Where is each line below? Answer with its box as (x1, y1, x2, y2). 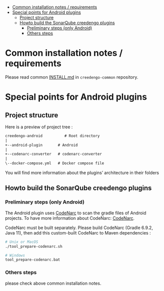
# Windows (5, 253, 26, 258)
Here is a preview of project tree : (5, 124, 73, 130)
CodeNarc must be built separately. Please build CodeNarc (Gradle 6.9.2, (5, 225, 153, 231)
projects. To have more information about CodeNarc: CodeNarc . (5, 215, 135, 221)
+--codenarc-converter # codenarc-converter (5, 152, 102, 157)
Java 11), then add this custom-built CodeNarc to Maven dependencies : (5, 230, 151, 235)
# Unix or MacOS (5, 239, 38, 244)
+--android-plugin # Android (5, 143, 78, 147)
